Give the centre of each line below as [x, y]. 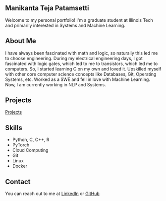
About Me [21, 41]
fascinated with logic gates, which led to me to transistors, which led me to [82, 64]
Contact [18, 181]
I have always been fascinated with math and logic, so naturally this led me [82, 53]
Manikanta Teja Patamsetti [47, 8]
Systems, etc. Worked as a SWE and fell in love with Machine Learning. [78, 79]
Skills [14, 128]
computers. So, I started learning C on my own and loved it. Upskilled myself [83, 68]
